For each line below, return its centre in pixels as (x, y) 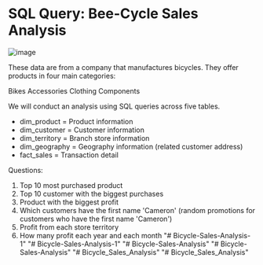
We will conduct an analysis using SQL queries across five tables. (114, 106)
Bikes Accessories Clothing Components (74, 90)
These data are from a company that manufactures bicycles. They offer (124, 67)
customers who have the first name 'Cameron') (96, 219)
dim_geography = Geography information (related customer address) (131, 146)
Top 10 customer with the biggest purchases (91, 193)
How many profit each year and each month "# (95, 235)
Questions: (26, 170)
